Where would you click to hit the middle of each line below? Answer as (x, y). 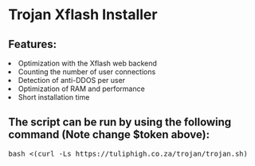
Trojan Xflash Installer (83, 15)
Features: (33, 44)
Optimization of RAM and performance (82, 89)
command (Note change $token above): (109, 134)
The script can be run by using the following (120, 123)
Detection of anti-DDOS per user (72, 80)
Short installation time (54, 97)
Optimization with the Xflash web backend (88, 63)
